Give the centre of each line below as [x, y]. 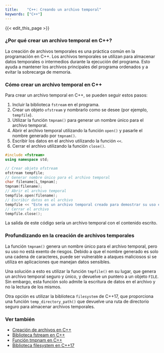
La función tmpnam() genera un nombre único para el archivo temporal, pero [81, 246]
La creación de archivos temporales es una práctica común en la [70, 51]
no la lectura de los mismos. [33, 287]
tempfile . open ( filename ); [31, 196]
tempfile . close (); [24, 214]
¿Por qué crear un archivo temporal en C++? [59, 40]
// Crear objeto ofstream [31, 168]
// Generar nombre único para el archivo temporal [58, 177]
